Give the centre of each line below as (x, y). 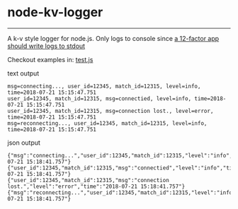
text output (23, 73)
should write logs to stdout (46, 46)
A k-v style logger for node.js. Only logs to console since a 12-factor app (113, 38)
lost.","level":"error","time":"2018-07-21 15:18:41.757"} (96, 186)
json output (24, 143)
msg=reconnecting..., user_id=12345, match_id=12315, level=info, (107, 123)
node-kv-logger (55, 12)
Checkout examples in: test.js (50, 59)
